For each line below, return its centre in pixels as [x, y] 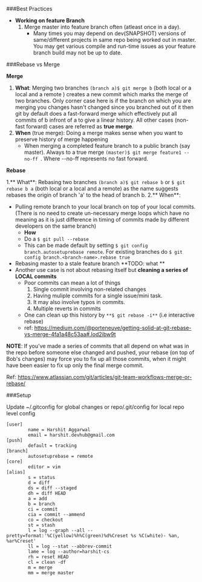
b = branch [42, 504]
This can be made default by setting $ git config [86, 245]
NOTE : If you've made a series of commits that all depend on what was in [98, 346]
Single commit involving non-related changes [90, 289]
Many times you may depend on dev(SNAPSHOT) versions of [109, 33]
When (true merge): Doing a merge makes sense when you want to [99, 133]
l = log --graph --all [57, 531]
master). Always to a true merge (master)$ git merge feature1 [103, 152]
